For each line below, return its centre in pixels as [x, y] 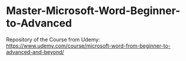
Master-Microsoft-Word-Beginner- [93, 11]
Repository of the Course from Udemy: [53, 39]
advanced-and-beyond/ [35, 52]
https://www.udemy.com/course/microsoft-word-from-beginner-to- [88, 46]
